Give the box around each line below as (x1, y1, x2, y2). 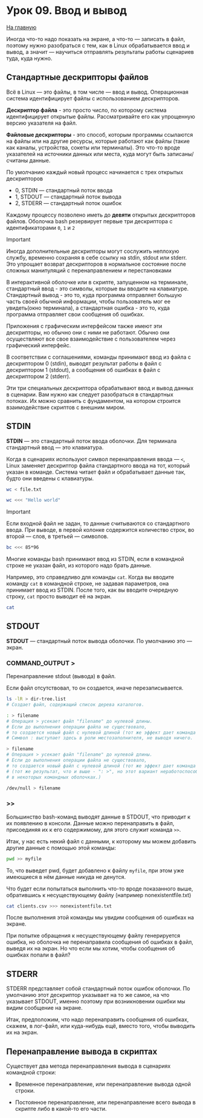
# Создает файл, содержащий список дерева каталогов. (6, 702, 145, 708)
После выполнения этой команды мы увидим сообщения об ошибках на (6, 914, 195, 921)
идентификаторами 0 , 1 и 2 (6, 224, 76, 231)
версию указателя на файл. (6, 119, 77, 126)
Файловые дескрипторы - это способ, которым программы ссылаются (6, 131, 193, 138)
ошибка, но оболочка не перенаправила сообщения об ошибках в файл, (6, 938, 193, 946)
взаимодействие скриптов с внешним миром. (6, 404, 126, 411)
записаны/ (167, 150, 195, 157)
